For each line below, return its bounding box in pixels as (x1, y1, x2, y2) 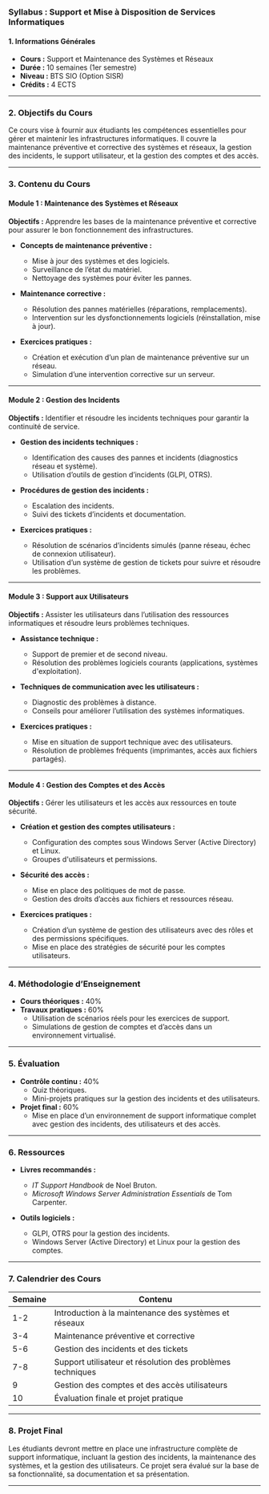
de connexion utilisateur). (31, 549, 116, 558)
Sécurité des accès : (19, 870, 90, 880)
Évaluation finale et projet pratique (54, 1393, 183, 1404)
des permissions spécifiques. (31, 934, 130, 944)
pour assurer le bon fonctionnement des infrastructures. (8, 225, 194, 234)
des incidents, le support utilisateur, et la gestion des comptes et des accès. (8, 151, 259, 160)
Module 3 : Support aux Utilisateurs (8, 592, 130, 602)
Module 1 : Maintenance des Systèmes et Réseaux (8, 198, 179, 208)
